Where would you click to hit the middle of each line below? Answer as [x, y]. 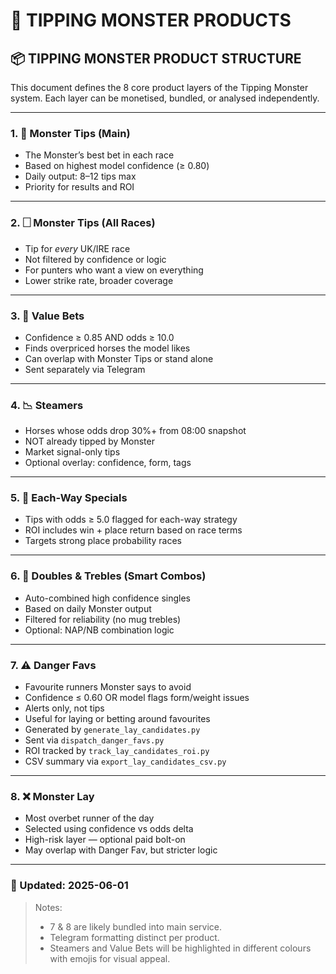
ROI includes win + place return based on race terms [133, 530]
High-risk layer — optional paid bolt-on [105, 840]
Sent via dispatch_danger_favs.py [94, 740]
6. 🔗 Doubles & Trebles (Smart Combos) [108, 576]
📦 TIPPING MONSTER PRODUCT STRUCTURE [156, 58]
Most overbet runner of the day [89, 818]
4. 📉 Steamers [47, 405]
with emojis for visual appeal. [110, 958]
